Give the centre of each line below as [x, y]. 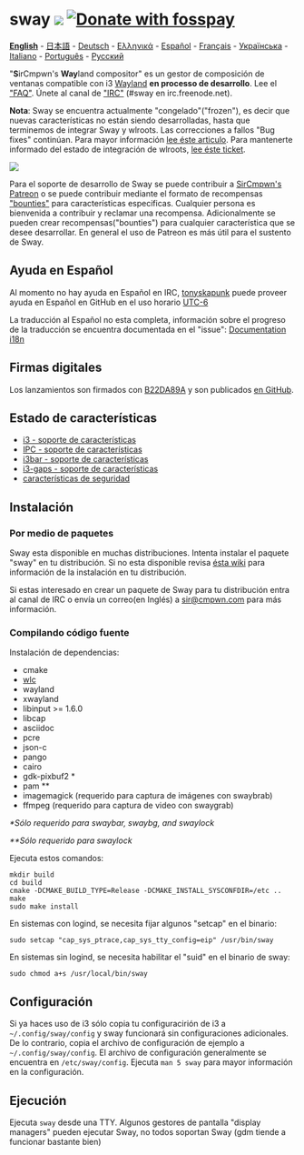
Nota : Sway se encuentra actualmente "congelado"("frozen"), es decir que [150, 110]
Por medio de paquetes [62, 533]
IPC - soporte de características [82, 449]
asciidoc [38, 728]
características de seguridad [76, 478]
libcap [34, 718]
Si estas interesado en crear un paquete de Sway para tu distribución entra [150, 590]
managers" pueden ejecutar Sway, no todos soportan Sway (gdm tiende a [147, 1131]
